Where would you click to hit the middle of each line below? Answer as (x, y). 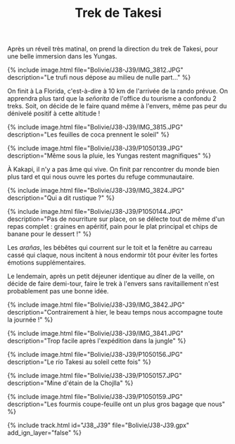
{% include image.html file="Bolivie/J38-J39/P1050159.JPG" (95, 397)
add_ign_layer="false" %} (45, 433)
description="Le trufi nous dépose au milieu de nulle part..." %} (99, 77)
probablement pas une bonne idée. (58, 291)
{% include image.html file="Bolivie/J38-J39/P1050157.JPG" (95, 376)
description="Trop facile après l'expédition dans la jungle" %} (97, 341)
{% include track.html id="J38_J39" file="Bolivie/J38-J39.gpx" (99, 425)
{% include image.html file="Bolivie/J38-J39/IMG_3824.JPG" (96, 191)
